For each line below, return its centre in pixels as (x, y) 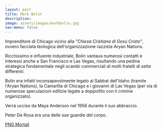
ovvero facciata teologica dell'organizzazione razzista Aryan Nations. (74, 47)
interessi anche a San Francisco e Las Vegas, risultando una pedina (73, 61)
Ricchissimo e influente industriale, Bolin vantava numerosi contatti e (74, 56)
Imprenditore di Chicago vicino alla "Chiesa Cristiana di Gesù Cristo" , (74, 41)
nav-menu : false (21, 28)
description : (18, 18)
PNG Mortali (17, 125)
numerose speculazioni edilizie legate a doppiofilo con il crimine (69, 91)
